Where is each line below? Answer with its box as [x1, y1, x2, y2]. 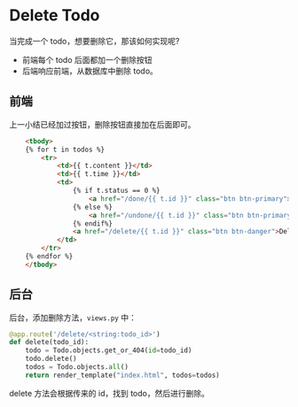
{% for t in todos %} [25, 145, 105, 154]
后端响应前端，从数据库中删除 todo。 [21, 65, 158, 76]
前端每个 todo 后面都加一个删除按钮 [21, 54, 153, 65]
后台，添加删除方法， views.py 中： [9, 311, 137, 323]
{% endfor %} [25, 252, 74, 261]
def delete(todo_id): [9, 338, 90, 347]
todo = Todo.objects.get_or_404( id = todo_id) [25, 346, 192, 355]
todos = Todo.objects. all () [25, 363, 129, 372]
